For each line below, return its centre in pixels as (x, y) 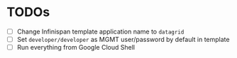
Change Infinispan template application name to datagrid (100, 31)
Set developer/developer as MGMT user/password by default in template (123, 39)
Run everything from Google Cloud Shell (76, 48)
